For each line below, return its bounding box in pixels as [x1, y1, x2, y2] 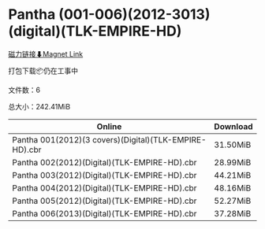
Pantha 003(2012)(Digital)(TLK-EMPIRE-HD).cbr [12, 169, 197, 180]
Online [96, 120, 122, 131]
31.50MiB [214, 139, 252, 150]
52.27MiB [214, 195, 252, 206]
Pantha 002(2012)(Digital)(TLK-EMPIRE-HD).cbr [12, 157, 197, 168]
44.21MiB [214, 169, 252, 180]
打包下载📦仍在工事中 [8, 65, 79, 76]
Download [214, 120, 253, 131]
